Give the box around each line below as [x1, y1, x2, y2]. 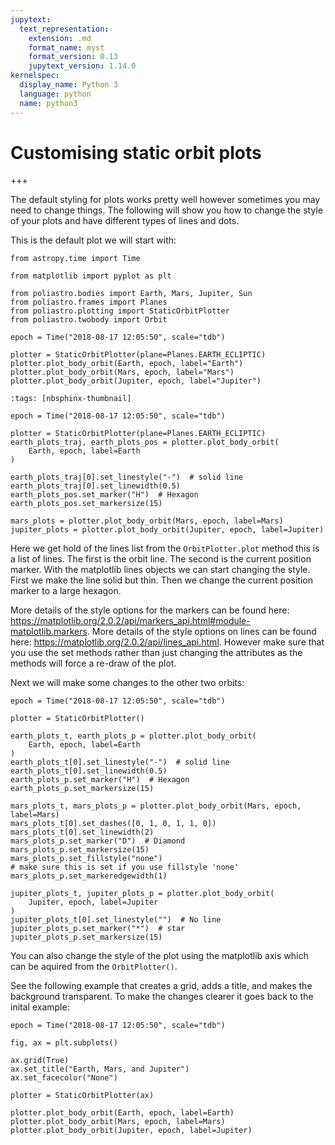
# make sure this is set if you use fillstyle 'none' [10, 862, 240, 873]
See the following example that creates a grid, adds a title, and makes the [10, 980, 313, 992]
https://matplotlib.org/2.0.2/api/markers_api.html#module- [10, 615, 251, 627]
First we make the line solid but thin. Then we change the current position [10, 574, 313, 586]
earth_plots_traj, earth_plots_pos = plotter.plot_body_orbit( [10, 437, 280, 448]
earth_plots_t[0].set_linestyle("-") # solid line [10, 757, 230, 768]
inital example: [10, 1001, 70, 1013]
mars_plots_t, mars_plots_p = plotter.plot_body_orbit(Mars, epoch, [10, 801, 302, 811]
